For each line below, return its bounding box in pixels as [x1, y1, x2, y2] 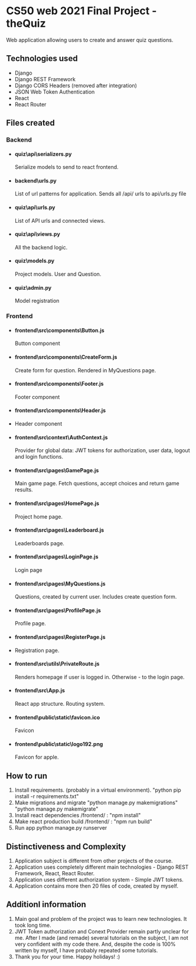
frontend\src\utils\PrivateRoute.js [14, 660, 100, 667]
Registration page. [14, 647, 60, 654]
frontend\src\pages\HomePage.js [14, 500, 99, 507]
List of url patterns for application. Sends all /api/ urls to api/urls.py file [14, 190, 187, 197]
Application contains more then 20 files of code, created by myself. [14, 882, 179, 890]
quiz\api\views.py [14, 231, 60, 238]
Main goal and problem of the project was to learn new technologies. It [14, 915, 187, 922]
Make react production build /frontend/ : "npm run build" [14, 818, 152, 825]
